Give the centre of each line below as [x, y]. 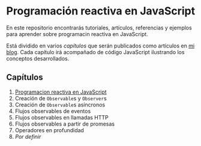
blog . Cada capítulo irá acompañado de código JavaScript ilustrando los [95, 52]
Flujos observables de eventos [53, 111]
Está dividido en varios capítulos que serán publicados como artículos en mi [100, 46]
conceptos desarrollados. [38, 58]
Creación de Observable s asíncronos [60, 105]
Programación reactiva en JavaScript [101, 11]
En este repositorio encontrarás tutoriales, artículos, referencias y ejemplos [99, 28]
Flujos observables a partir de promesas [65, 124]
